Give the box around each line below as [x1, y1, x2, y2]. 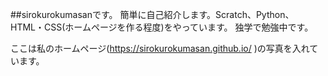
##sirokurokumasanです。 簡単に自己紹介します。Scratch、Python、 [10, 9, 295, 20]
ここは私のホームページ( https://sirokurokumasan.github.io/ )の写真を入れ [10, 43, 310, 54]
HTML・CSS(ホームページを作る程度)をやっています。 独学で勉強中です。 [10, 21, 314, 33]
